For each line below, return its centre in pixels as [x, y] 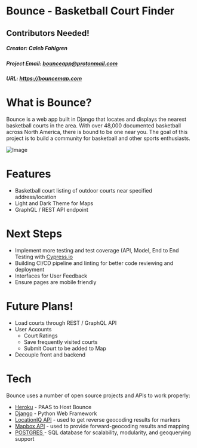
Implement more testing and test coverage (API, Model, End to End [97, 250]
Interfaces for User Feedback [51, 276]
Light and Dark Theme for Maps [54, 203]
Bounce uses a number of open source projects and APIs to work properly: [98, 395]
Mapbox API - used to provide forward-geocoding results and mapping [102, 426]
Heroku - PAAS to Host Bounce [53, 407]
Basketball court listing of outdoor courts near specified [83, 190]
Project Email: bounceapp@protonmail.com [62, 63]
